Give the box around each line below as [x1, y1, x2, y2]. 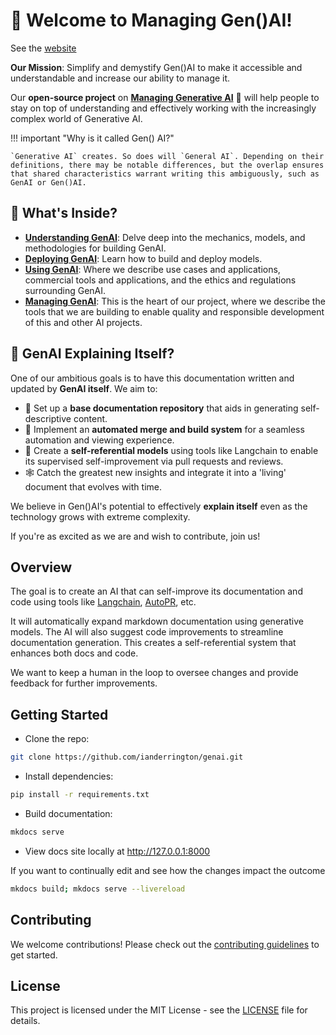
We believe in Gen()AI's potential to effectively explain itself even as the [10, 500, 308, 512]
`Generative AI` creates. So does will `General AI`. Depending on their [10, 151, 325, 161]
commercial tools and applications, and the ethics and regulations [24, 274, 297, 286]
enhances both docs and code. [10, 647, 139, 659]
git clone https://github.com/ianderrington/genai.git [10, 752, 244, 763]
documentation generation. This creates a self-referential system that [10, 637, 297, 649]
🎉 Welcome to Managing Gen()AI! [10, 9, 293, 32]
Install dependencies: [24, 770, 114, 783]
